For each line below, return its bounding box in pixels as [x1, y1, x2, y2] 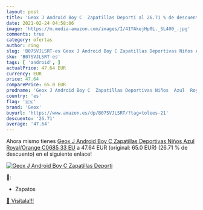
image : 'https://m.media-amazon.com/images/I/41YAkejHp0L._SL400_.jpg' [6, 25, 190, 32]
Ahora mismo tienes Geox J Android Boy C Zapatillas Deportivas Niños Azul [6, 138, 195, 145]
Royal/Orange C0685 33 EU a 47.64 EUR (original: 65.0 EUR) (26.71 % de [6, 144, 188, 151]
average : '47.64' [6, 121, 50, 127]
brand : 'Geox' [6, 104, 42, 110]
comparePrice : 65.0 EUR [6, 82, 66, 88]
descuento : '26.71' [6, 115, 56, 121]
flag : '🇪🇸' [6, 98, 36, 104]
